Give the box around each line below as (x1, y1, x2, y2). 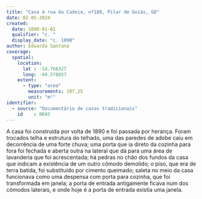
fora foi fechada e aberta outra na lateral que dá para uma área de (6, 147, 173, 154)
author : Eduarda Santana (6, 43, 70, 49)
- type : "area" (22, 83, 62, 89)
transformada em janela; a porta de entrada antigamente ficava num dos (6, 179, 189, 187)
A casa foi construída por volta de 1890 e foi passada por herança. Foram (6, 128, 191, 135)
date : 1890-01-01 (12, 26, 56, 32)
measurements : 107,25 (28, 89, 84, 95)
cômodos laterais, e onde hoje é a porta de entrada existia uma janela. (6, 186, 183, 194)
